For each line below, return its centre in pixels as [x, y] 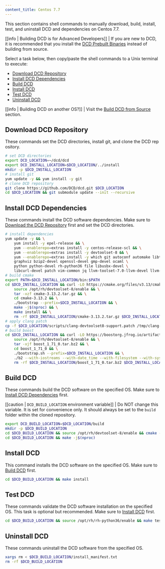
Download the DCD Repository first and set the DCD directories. [70, 225]
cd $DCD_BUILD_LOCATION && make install [47, 479]
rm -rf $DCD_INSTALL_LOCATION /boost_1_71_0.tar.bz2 [68, 362]
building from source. [27, 49]
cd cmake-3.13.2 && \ [36, 298]
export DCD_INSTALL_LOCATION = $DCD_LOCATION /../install [62, 165]
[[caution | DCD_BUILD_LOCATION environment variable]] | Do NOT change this [82, 404]
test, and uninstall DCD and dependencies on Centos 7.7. [62, 29]
